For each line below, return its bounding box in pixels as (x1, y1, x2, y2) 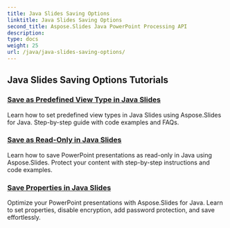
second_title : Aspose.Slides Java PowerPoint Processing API (7, 23, 188, 30)
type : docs (7, 36, 39, 43)
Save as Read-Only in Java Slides (7, 135, 122, 145)
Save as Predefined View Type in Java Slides (7, 95, 161, 104)
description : (7, 29, 45, 37)
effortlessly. (7, 213, 42, 222)
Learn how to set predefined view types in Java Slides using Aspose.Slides (7, 111, 222, 119)
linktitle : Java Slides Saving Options (7, 17, 123, 23)
